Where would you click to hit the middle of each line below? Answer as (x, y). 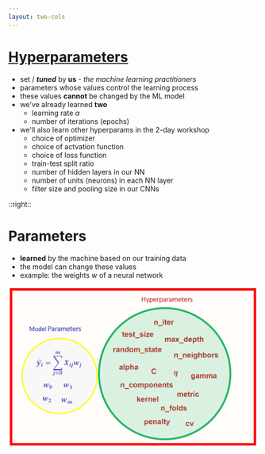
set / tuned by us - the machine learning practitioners (108, 79)
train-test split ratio (63, 164)
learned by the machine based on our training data (103, 258)
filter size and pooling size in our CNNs (96, 189)
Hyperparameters (68, 57)
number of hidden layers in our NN (88, 171)
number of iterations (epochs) (80, 121)
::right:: (20, 204)
